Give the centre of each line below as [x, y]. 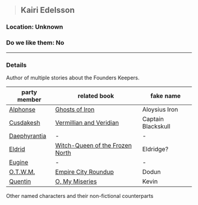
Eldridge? [156, 149]
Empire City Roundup [85, 172]
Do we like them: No [35, 43]
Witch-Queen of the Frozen [93, 145]
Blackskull [156, 126]
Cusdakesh [25, 122]
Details [16, 65]
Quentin [20, 181]
